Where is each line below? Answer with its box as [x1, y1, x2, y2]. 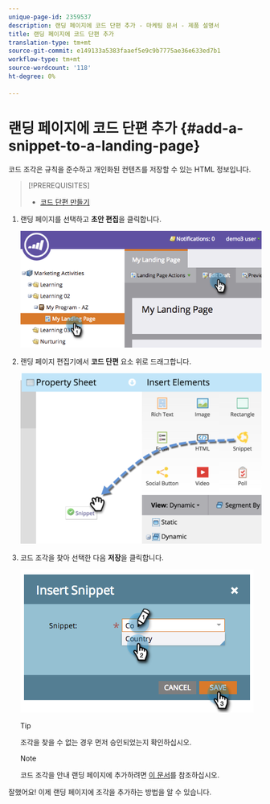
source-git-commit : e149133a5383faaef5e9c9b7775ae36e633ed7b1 [8, 47, 221, 56]
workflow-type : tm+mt [8, 56, 81, 64]
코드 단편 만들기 [39, 197, 90, 207]
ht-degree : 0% [8, 72, 56, 80]
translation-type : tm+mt [8, 39, 92, 47]
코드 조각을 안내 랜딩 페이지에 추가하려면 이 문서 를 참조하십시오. [19, 769, 219, 780]
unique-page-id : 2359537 [8, 13, 92, 21]
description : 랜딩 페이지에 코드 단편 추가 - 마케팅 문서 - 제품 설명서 [8, 21, 219, 30]
